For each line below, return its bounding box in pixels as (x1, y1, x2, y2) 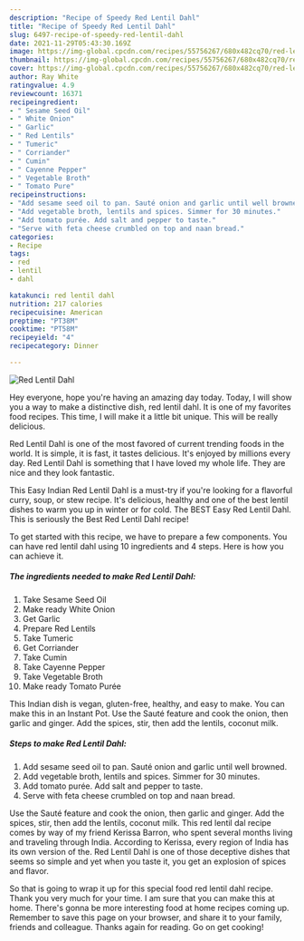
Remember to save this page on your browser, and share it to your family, (9, 912, 282, 923)
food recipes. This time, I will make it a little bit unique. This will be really (9, 411, 279, 422)
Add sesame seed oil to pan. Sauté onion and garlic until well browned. (22, 761, 288, 771)
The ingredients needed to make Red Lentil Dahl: (9, 571, 196, 582)
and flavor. (9, 865, 50, 876)
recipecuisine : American (9, 307, 103, 317)
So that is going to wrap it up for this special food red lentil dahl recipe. (9, 883, 273, 894)
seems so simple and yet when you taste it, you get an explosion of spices (9, 856, 287, 867)
